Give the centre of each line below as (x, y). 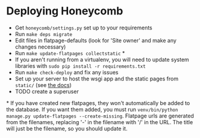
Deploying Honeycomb (65, 11)
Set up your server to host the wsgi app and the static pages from (97, 79)
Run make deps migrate (43, 34)
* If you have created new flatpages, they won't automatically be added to (98, 103)
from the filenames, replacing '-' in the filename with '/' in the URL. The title (100, 122)
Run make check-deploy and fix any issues (67, 72)
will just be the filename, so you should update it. (67, 128)
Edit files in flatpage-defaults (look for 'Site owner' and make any (95, 40)
